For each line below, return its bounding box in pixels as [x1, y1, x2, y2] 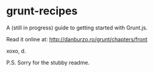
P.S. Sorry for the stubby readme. [6, 59, 90, 66]
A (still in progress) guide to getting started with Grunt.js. [6, 24, 148, 31]
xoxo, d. [6, 47, 26, 55]
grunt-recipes [6, 4, 78, 18]
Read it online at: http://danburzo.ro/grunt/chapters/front [6, 35, 148, 43]
